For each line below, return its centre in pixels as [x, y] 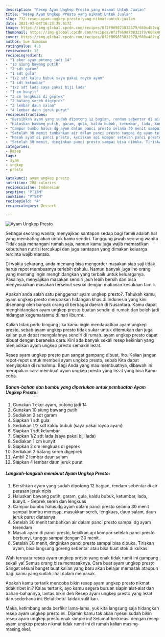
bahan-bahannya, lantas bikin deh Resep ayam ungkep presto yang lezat [79, 594]
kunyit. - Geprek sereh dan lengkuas [49, 501]
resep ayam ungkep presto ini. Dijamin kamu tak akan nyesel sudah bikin [79, 613]
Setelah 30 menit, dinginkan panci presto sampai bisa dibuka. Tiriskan [83, 543]
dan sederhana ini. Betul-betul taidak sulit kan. [52, 599]
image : [12, 28]
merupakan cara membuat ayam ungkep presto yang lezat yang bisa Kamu [81, 371]
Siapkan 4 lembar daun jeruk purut [47, 462]
